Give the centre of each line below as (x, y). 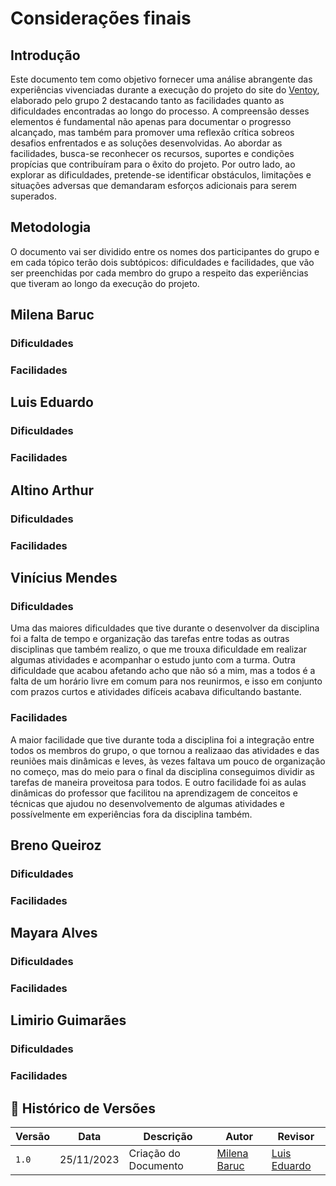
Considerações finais (101, 18)
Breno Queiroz (56, 845)
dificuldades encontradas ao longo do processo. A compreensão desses (160, 111)
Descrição (168, 1137)
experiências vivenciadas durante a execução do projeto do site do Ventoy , (165, 90)
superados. (33, 196)
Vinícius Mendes (64, 577)
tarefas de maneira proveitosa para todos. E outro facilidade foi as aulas (158, 782)
